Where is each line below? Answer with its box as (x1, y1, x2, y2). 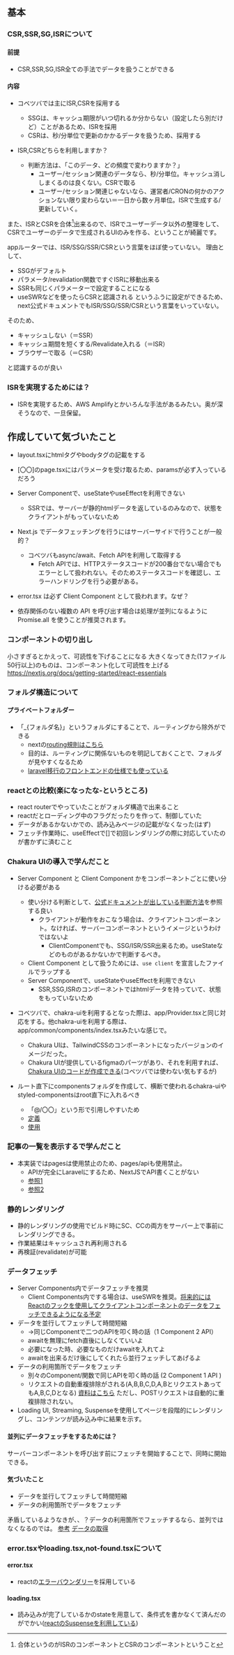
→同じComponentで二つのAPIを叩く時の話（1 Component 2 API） (27, 1328, 217, 1336)
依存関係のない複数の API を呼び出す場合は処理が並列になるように (17, 607, 208, 616)
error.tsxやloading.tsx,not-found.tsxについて (7, 1543, 162, 1553)
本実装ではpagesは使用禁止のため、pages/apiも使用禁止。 (17, 1159, 187, 1167)
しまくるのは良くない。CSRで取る (38, 178, 136, 186)
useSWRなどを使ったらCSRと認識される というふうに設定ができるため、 (17, 292, 227, 302)
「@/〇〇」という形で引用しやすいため (27, 1105, 140, 1113)
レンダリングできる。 (17, 1231, 79, 1239)
